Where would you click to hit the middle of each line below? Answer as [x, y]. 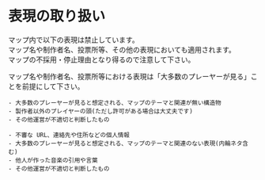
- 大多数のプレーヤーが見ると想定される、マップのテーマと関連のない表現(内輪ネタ [125, 144]
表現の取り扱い [57, 16]
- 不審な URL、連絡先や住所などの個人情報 [69, 135]
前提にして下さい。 [53, 86]
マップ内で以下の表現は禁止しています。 [74, 40]
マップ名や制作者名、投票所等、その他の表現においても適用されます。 [122, 49]
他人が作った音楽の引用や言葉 [57, 160]
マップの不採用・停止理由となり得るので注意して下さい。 [102, 59]
